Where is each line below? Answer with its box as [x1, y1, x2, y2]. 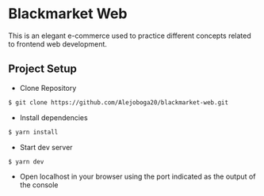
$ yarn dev [8, 157, 44, 166]
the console [19, 180, 59, 190]
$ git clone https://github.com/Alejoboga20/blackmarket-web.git [8, 98, 228, 107]
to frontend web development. [8, 39, 107, 48]
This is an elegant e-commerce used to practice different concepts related [8, 31, 251, 40]
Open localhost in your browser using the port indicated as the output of [19, 171, 256, 182]
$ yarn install [8, 128, 59, 136]
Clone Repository [19, 83, 77, 92]
